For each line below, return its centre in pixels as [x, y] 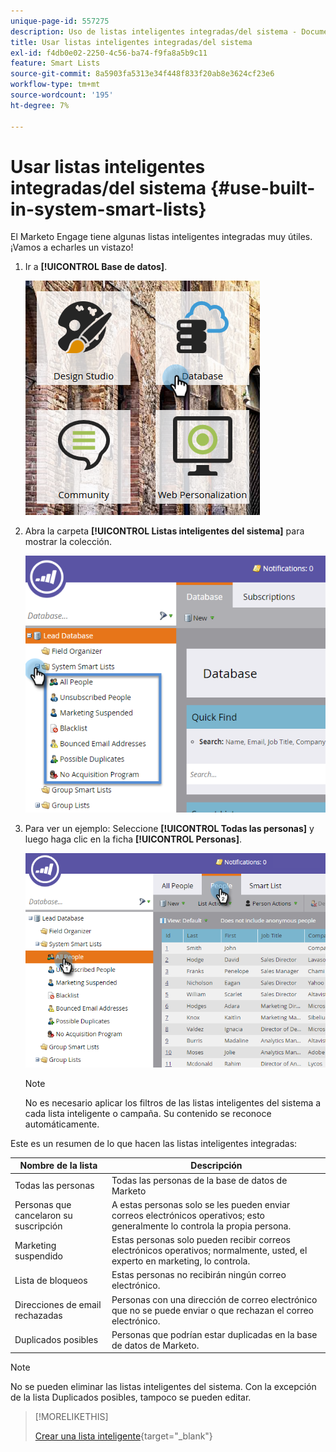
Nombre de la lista [58, 1166]
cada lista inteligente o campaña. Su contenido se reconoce [148, 1113]
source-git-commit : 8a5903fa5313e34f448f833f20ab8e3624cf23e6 [142, 74]
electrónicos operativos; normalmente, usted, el [209, 1251]
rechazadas [38, 1316]
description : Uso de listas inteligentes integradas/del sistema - [154, 31]
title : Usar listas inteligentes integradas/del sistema [131, 42]
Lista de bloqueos [51, 1280]
